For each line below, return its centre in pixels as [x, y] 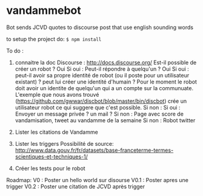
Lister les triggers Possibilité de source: [64, 143]
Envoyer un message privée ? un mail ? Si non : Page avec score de [99, 114]
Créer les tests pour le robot [50, 168]
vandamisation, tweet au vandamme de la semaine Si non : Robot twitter [105, 120]
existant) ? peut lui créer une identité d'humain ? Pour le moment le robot [106, 82]
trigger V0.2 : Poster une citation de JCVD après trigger [76, 186]
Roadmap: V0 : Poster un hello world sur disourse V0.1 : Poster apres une [98, 180]
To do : [15, 51]
